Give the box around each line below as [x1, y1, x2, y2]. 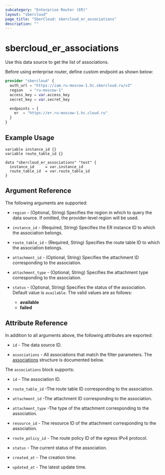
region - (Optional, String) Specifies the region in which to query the [12, 209, 153, 215]
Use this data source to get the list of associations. [5, 59, 109, 65]
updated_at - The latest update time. [12, 464, 87, 470]
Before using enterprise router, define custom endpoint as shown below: [5, 69, 154, 75]
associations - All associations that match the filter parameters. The [12, 351, 153, 357]
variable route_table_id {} [5, 151, 64, 156]
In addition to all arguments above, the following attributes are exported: [5, 332, 153, 338]
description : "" [5, 21, 39, 26]
